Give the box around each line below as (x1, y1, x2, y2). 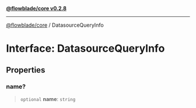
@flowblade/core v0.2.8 (6, 5, 67, 12)
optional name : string (20, 95, 76, 102)
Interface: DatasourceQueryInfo (6, 42, 165, 55)
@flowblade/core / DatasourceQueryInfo (6, 21, 104, 28)
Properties (6, 65, 45, 75)
